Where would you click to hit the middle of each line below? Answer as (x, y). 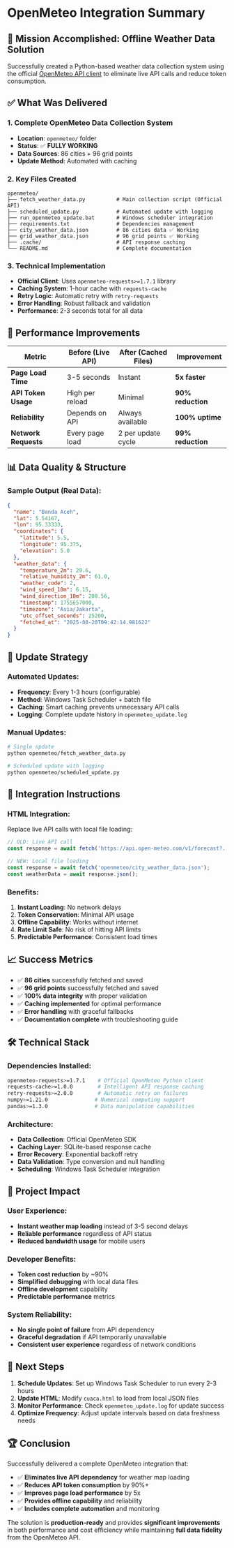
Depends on (86, 413)
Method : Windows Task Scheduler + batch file (84, 699)
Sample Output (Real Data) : (54, 491)
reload (77, 401)
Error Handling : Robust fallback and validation (84, 303)
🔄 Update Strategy (48, 657)
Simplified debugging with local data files (78, 1282)
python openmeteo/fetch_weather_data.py (67, 753)
